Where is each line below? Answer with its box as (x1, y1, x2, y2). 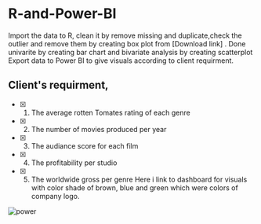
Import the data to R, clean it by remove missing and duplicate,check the (8, 31, 242, 40)
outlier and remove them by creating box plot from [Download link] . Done (8, 39, 246, 48)
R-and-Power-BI (8, 5, 117, 23)
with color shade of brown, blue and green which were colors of (31, 182, 239, 193)
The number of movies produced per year (31, 124, 167, 134)
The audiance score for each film (31, 141, 139, 150)
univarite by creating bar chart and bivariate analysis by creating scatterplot (8, 47, 253, 57)
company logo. (31, 191, 80, 200)
